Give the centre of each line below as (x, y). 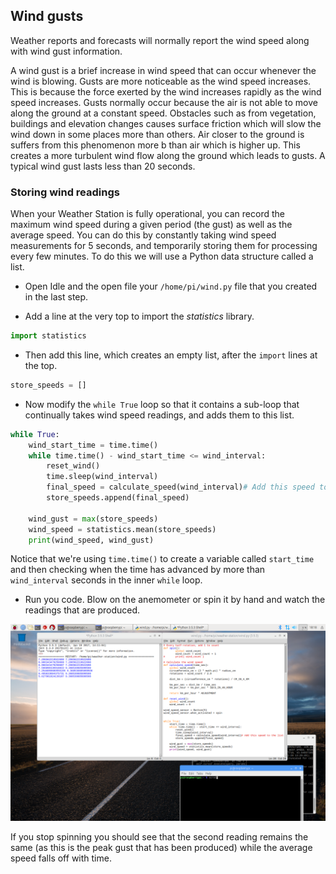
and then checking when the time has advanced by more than (138, 570)
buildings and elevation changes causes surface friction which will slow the (166, 123)
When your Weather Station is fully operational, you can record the (147, 214)
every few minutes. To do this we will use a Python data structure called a (162, 256)
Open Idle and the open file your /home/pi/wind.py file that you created (171, 286)
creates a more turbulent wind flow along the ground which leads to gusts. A (168, 155)
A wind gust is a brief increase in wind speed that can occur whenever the (163, 70)
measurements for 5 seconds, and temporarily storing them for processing (164, 246)
